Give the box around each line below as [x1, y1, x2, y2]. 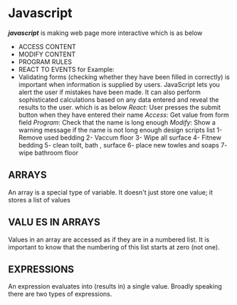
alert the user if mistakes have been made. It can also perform [18, 88, 201, 96]
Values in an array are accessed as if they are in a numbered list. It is [8, 235, 210, 244]
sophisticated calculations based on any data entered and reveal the [18, 95, 219, 104]
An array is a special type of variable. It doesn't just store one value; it [8, 187, 213, 197]
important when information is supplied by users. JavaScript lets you [18, 80, 220, 88]
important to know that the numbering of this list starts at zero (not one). [8, 242, 220, 251]
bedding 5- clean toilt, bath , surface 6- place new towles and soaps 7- [18, 140, 228, 149]
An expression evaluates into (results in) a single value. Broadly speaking [8, 282, 223, 291]
